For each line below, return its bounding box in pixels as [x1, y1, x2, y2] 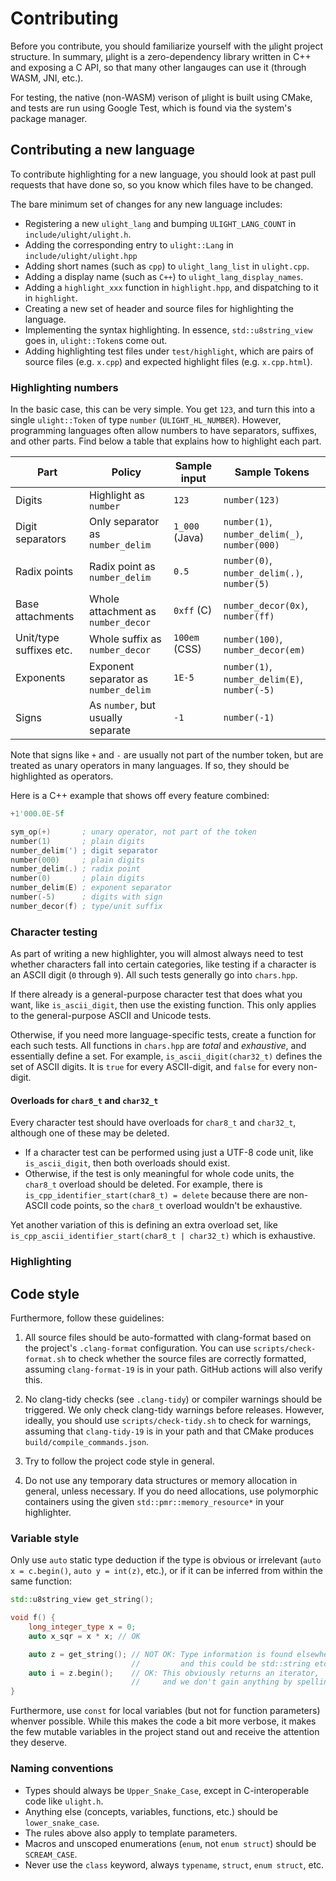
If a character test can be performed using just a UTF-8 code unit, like [24, 1147, 314, 1159]
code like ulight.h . [24, 1795, 104, 1807]
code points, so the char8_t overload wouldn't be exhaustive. [50, 1200, 303, 1212]
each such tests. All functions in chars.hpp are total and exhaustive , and [10, 1040, 307, 1052]
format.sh [24, 1355, 67, 1365]
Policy [111, 465, 142, 479]
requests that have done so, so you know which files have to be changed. [10, 178, 314, 191]
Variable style [10, 1531, 80, 1545]
